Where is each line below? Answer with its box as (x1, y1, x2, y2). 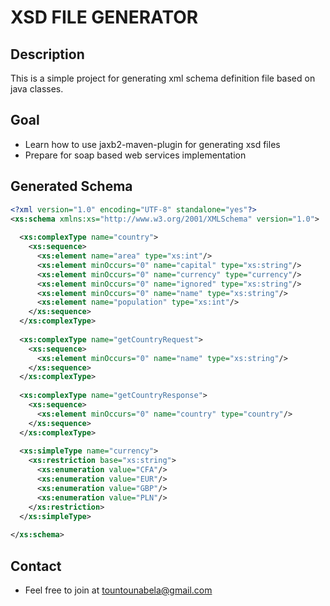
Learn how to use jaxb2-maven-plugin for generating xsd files (24, 138, 281, 150)
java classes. (10, 83, 64, 95)
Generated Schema (10, 178, 133, 195)
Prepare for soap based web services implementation (24, 149, 247, 161)
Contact (10, 557, 62, 575)
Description (10, 46, 85, 63)
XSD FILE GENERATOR (10, 6, 199, 29)
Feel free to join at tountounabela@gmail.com (24, 584, 213, 596)
